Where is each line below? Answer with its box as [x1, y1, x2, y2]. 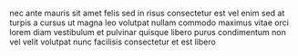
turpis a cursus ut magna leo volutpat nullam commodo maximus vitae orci [9, 17, 290, 28]
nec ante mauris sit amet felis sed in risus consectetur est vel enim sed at [9, 8, 285, 18]
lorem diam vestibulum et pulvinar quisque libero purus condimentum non [9, 27, 287, 37]
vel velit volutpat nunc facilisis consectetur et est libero [9, 36, 216, 47]
